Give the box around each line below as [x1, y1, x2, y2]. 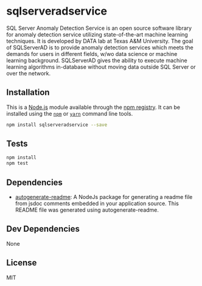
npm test [6, 160, 29, 167]
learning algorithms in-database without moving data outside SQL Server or [6, 63, 196, 71]
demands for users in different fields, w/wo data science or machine [6, 50, 178, 57]
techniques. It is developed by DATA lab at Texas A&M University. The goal [6, 37, 193, 44]
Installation [6, 87, 50, 98]
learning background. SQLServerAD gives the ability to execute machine [6, 57, 187, 64]
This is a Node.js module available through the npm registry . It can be [6, 103, 181, 111]
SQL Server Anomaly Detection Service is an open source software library [6, 24, 192, 32]
